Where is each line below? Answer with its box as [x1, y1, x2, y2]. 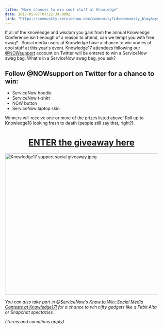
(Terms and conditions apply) [5, 319, 65, 325]
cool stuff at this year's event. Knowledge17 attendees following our [5, 45, 141, 51]
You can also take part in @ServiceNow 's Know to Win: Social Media [5, 299, 144, 305]
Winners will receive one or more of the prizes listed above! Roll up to [5, 115, 144, 121]
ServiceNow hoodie [12, 90, 52, 96]
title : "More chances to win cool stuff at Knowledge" [5, 7, 118, 12]
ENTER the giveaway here [28, 137, 135, 148]
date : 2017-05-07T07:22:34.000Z [5, 12, 70, 17]
